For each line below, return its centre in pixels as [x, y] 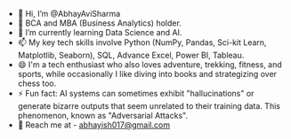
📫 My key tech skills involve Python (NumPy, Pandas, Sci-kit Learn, [142, 42]
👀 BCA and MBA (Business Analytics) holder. [100, 23]
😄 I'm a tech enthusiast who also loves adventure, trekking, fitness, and [150, 65]
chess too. [37, 83]
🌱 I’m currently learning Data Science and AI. [100, 32]
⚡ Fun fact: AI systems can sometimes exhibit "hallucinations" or [136, 93]
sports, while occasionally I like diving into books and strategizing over [147, 74]
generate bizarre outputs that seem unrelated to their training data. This [149, 106]
